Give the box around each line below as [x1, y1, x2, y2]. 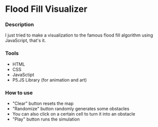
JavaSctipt [12, 72, 35, 78]
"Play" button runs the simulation [12, 116, 80, 122]
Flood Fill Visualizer [5, 3, 88, 15]
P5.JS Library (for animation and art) [12, 77, 87, 83]
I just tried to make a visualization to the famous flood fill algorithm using [5, 32, 154, 38]
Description [5, 21, 34, 28]
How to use [5, 89, 33, 96]
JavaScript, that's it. [5, 38, 46, 43]
